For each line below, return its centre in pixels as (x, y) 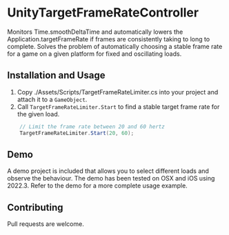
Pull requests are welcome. (46, 224)
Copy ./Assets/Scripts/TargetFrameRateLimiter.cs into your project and (118, 92)
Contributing (35, 207)
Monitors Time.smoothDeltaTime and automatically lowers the (95, 32)
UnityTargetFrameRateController (103, 13)
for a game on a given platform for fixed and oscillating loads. (94, 54)
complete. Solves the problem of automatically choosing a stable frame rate (115, 46)
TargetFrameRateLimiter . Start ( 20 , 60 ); (77, 133)
